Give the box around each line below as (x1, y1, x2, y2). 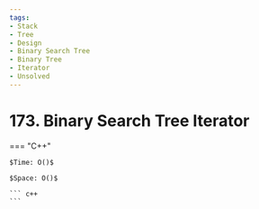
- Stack (9, 22, 39, 31)
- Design (9, 38, 42, 48)
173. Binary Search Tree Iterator (9, 110, 250, 131)
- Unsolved (9, 72, 50, 81)
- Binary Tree (9, 55, 63, 64)
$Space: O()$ (9, 173, 58, 183)
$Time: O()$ (9, 158, 54, 167)
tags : (9, 13, 30, 23)
